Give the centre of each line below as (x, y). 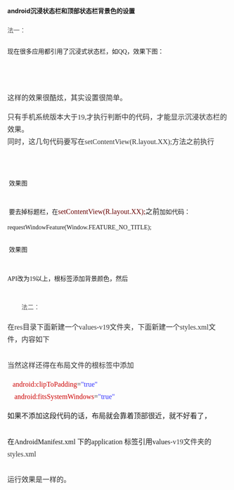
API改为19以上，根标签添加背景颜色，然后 (68, 279)
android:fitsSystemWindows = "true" (65, 396)
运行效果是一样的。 (39, 480)
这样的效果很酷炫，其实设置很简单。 (67, 98)
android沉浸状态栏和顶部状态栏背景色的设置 (71, 11)
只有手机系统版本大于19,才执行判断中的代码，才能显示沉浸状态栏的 (117, 117)
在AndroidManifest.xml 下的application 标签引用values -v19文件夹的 (110, 441)
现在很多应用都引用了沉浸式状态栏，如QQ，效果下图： (86, 52)
